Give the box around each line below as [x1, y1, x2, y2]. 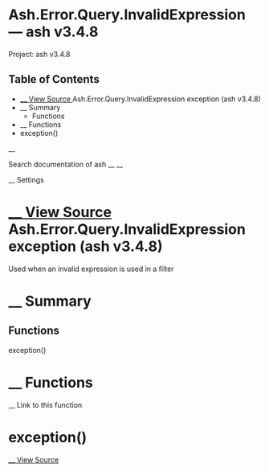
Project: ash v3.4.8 [8, 49, 71, 59]
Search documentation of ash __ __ [8, 159, 123, 169]
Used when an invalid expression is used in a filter [8, 264, 174, 273]
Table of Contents [8, 72, 100, 86]
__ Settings [8, 174, 44, 184]
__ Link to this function [8, 400, 83, 409]
